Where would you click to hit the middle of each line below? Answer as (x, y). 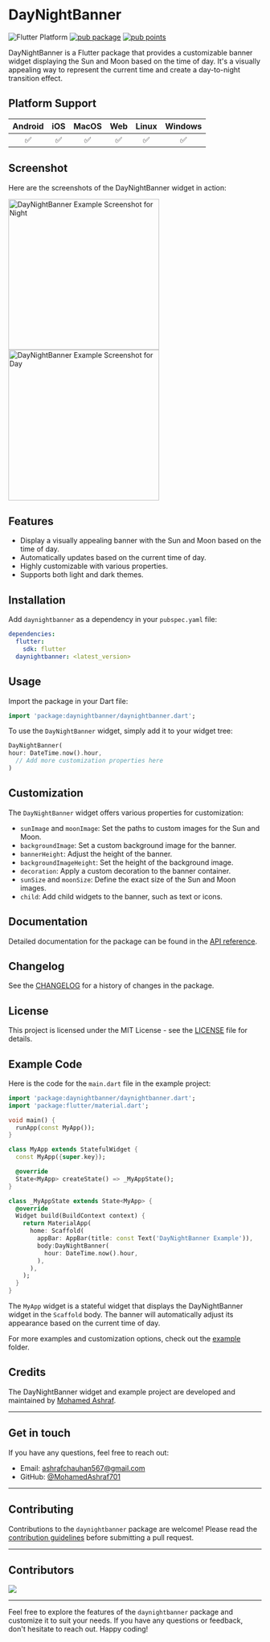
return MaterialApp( (57, 1223)
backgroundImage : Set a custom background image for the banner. (128, 845)
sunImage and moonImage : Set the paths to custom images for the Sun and (140, 828)
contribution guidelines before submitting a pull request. (101, 1538)
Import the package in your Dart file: (68, 701)
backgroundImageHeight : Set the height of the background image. (127, 862)
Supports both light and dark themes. (82, 575)
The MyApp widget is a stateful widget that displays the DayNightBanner (126, 1306)
